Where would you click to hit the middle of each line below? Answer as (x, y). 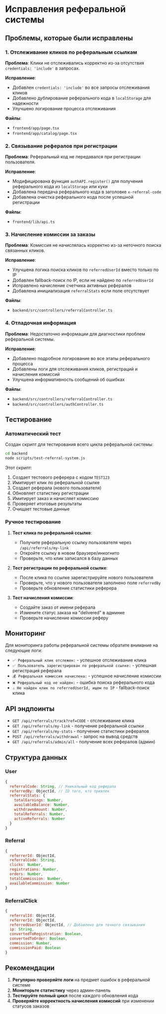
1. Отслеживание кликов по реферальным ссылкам (71, 52)
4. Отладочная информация (41, 323)
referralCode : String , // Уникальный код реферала (63, 786)
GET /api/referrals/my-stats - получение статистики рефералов (81, 731)
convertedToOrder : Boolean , (39, 939)
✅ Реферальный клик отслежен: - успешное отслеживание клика (79, 660)
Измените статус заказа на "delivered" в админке (72, 612)
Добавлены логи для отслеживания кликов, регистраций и (75, 369)
